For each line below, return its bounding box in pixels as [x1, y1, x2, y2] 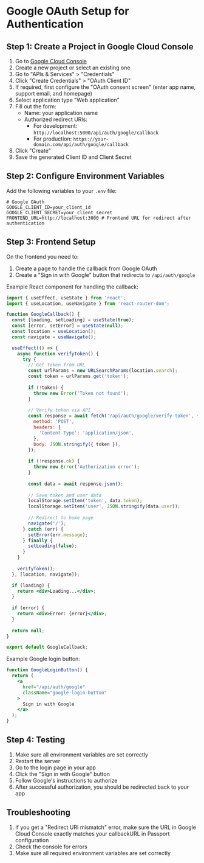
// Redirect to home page [28, 515, 94, 521]
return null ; [12, 627, 45, 634]
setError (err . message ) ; [28, 531, 88, 538]
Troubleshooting [6, 808, 71, 818]
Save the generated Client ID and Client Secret [15, 153, 132, 161]
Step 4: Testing [6, 735, 66, 745]
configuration [15, 836, 49, 844]
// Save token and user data [28, 492, 102, 498]
